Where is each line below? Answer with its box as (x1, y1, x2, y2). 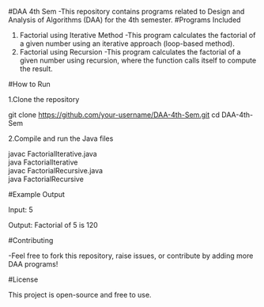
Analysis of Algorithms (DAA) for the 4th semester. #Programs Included (8, 15, 241, 25)
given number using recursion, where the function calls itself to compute (19, 55, 257, 65)
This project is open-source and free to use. (8, 290, 152, 299)
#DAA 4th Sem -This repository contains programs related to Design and (8, 7, 245, 16)
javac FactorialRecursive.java (8, 166, 104, 175)
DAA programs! (8, 260, 58, 268)
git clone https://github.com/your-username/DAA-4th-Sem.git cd (8, 110, 220, 119)
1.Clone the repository (8, 95, 80, 104)
